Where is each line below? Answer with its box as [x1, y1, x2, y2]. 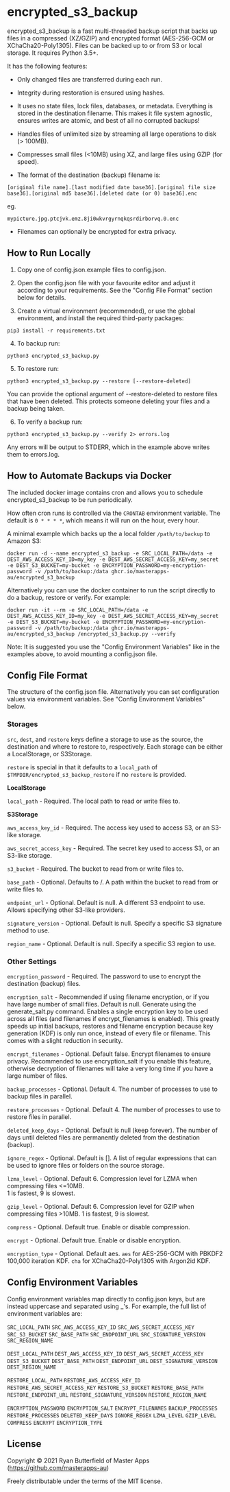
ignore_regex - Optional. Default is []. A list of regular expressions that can [7, 1153, 217, 1162]
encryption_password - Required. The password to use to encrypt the [7, 972, 201, 980]
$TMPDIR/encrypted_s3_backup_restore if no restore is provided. [7, 770, 187, 778]
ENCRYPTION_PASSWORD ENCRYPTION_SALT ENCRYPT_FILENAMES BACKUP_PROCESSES [7, 1405, 218, 1412]
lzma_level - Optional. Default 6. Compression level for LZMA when [7, 1174, 198, 1183]
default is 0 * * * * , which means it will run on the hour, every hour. [7, 516, 200, 525]
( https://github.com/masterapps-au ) [7, 1463, 110, 1471]
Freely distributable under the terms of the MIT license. [7, 1477, 163, 1485]
